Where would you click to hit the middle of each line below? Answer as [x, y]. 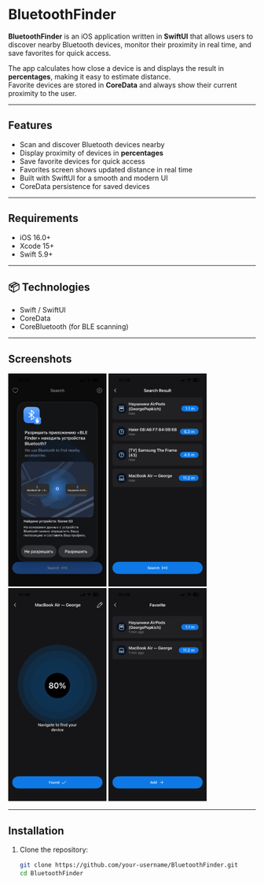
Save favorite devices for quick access [82, 161]
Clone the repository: [54, 849]
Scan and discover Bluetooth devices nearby [92, 144]
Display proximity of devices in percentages [91, 153]
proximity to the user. [42, 93]
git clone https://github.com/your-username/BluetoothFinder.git [128, 865]
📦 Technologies [49, 287]
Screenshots [40, 359]
